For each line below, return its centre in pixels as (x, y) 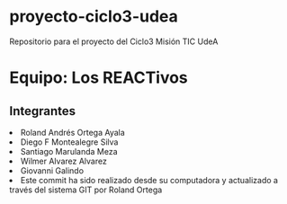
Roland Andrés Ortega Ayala (73, 132)
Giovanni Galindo (52, 170)
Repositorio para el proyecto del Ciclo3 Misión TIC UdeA (114, 41)
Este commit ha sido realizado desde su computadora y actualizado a (150, 180)
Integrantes (43, 111)
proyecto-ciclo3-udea (94, 17)
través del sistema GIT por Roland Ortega (86, 190)
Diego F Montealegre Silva (70, 142)
